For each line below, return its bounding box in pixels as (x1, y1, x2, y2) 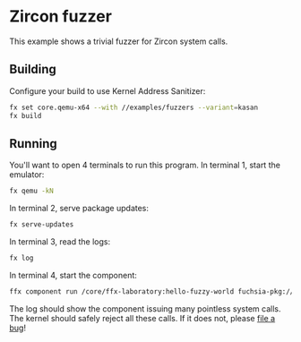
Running (9, 136, 58, 151)
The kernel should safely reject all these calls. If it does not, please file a (9, 312, 276, 323)
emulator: (9, 169, 45, 180)
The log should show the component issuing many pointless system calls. (9, 303, 281, 314)
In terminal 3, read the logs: (9, 236, 110, 247)
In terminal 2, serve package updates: (9, 203, 150, 214)
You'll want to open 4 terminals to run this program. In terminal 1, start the (9, 159, 280, 171)
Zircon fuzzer (9, 6, 112, 27)
